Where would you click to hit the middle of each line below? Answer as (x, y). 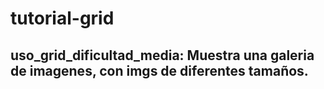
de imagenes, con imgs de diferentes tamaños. (159, 70)
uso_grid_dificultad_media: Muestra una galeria (162, 55)
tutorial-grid (62, 18)
